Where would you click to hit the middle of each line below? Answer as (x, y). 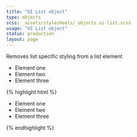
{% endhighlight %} (30, 128)
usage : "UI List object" (37, 28)
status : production (30, 34)
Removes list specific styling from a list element (64, 56)
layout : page (22, 39)
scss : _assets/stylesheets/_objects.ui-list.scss (69, 23)
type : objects (24, 17)
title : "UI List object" (37, 12)
